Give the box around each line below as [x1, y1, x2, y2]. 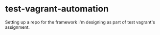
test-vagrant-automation [5, 3, 109, 14]
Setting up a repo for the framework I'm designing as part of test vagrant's [5, 19, 156, 25]
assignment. [5, 24, 30, 30]
